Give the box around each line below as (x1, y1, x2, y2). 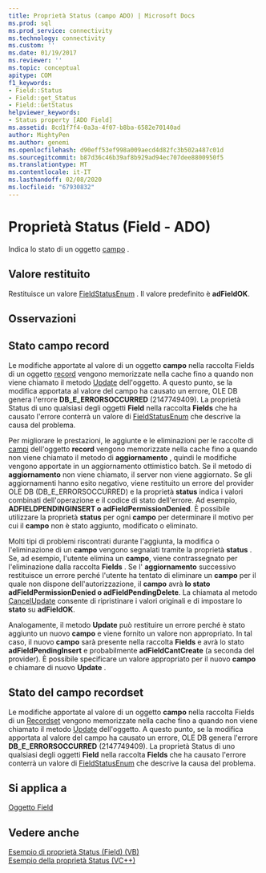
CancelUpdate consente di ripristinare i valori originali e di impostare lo (8, 596, 243, 605)
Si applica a (8, 781, 67, 794)
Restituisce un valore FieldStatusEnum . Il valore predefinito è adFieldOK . (8, 289, 250, 298)
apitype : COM (8, 71, 52, 79)
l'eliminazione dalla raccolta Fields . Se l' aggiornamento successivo (8, 562, 236, 572)
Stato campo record (8, 339, 110, 353)
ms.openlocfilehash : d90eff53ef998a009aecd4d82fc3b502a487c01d (8, 146, 224, 154)
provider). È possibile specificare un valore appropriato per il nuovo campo (8, 654, 256, 664)
